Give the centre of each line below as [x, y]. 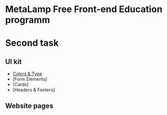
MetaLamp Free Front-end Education [84, 9]
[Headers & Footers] [34, 90]
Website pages [30, 106]
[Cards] [20, 85]
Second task [32, 43]
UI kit [13, 62]
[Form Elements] [30, 79]
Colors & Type [27, 74]
